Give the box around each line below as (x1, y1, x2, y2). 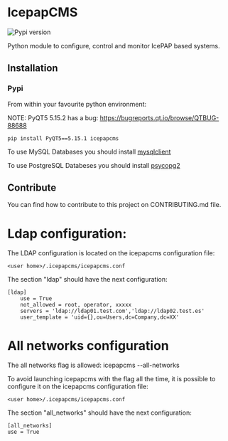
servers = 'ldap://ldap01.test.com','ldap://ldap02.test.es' (20, 307, 205, 315)
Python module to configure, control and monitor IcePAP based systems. (7, 41, 220, 50)
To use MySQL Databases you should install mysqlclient (7, 147, 171, 156)
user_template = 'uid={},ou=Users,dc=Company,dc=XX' (20, 314, 180, 321)
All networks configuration (7, 337, 169, 354)
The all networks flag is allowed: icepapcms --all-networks (7, 361, 180, 370)
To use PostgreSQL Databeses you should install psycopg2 (7, 161, 180, 169)
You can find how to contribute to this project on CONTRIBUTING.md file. (7, 201, 222, 209)
